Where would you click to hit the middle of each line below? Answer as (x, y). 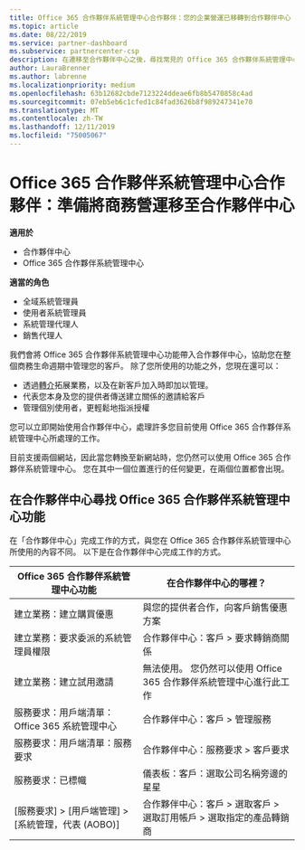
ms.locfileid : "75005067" (58, 136)
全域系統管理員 (50, 301)
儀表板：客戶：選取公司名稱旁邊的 (215, 773)
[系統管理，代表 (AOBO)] (67, 824)
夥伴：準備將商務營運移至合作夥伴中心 (152, 206)
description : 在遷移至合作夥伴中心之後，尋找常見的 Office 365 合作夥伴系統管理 (148, 60)
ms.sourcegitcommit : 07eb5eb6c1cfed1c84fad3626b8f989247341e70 (131, 102)
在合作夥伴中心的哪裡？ (216, 582)
